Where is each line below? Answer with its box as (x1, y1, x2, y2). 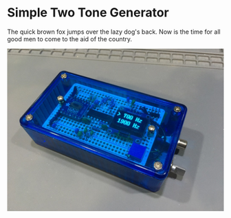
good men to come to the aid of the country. (7, 34, 133, 43)
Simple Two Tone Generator (7, 5, 170, 21)
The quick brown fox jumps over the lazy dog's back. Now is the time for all (7, 28, 221, 36)
